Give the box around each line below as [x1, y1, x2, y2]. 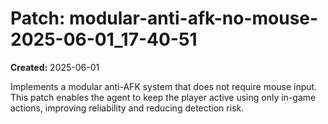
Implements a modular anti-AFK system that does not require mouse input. [10, 80, 318, 92]
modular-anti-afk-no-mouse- [68, 7, 319, 30]
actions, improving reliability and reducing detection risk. [10, 102, 245, 114]
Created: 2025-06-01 [10, 61, 100, 73]
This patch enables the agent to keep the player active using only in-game [10, 91, 317, 103]
